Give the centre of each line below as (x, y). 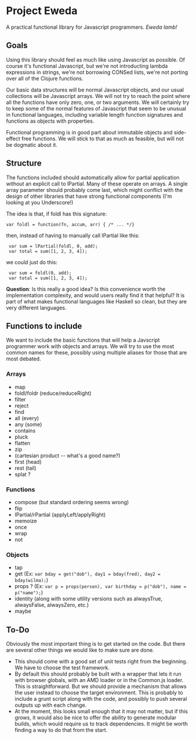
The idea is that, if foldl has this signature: (56, 214)
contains (25, 430)
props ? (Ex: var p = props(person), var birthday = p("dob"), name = (100, 586)
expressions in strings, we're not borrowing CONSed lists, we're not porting (97, 72)
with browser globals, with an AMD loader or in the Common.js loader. (99, 680)
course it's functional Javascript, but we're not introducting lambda (87, 66)
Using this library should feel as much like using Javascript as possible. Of (96, 59)
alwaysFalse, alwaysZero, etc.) (51, 605)
